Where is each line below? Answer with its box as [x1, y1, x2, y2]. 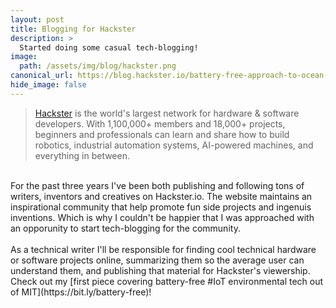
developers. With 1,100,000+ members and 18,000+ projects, [34, 117, 286, 130]
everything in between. [34, 149, 131, 161]
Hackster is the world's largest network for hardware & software [34, 107, 300, 119]
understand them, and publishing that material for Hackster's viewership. [10, 264, 311, 276]
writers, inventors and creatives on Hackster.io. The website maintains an [10, 190, 313, 202]
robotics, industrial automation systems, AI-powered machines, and [34, 139, 314, 151]
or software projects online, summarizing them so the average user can [10, 254, 305, 266]
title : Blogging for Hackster [10, 24, 137, 34]
